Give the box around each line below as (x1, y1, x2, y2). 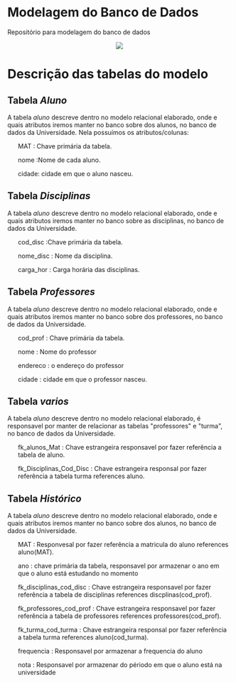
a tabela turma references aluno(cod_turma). (17, 633, 149, 642)
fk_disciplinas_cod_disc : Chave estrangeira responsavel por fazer (17, 583, 212, 592)
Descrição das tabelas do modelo (7, 66, 208, 82)
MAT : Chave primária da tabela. (17, 141, 112, 150)
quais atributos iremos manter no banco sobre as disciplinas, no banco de (7, 216, 225, 224)
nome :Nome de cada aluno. (17, 156, 101, 164)
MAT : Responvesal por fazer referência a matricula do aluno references (17, 541, 229, 549)
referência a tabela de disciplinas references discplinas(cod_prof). (17, 590, 212, 599)
